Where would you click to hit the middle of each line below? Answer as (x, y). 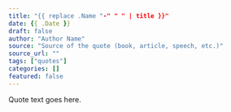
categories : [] (34, 69)
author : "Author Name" (47, 39)
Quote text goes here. (45, 99)
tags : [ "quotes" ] (38, 62)
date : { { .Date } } (39, 24)
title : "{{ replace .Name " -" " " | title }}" (89, 16)
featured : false (36, 76)
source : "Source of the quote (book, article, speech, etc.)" (116, 46)
